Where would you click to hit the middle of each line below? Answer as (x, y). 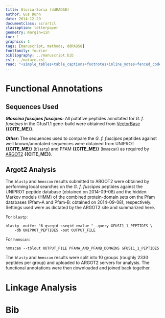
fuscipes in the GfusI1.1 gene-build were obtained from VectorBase (73, 124)
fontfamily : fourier (27, 51)
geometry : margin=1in (28, 32)
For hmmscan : (18, 239)
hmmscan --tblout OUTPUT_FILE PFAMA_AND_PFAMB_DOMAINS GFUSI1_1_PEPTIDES (82, 248)
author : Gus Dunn (23, 14)
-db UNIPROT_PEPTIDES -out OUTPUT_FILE (55, 230)
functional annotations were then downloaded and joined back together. (78, 267)
